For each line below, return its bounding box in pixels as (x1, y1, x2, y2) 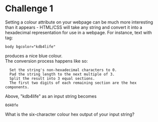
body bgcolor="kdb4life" (5, 44, 56, 49)
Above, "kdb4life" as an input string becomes (5, 93, 97, 99)
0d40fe (5, 102, 19, 108)
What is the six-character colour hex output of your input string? (5, 111, 135, 117)
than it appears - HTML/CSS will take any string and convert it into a (5, 24, 143, 30)
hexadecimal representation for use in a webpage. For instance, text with (5, 29, 152, 35)
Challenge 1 (5, 3, 53, 14)
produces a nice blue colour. (5, 52, 63, 59)
